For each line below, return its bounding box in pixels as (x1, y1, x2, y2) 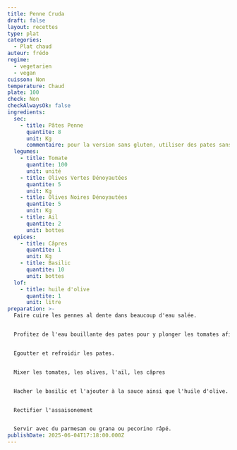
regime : (7, 56, 30, 63)
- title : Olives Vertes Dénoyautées (20, 174, 128, 181)
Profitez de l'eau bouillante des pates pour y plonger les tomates (13, 331, 219, 338)
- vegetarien (13, 63, 52, 70)
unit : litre (25, 299, 61, 306)
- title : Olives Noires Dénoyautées (20, 194, 128, 201)
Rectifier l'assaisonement (13, 406, 93, 413)
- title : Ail (20, 214, 59, 221)
